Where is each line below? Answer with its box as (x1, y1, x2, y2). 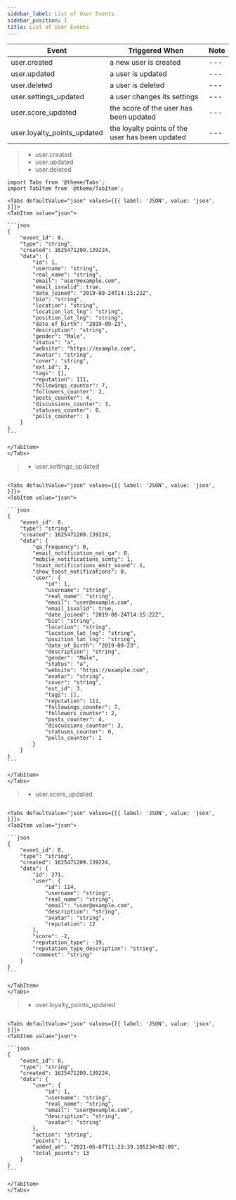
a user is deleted (110, 80, 165, 90)
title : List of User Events (7, 23, 90, 30)
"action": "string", (32, 1131, 93, 1139)
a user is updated (110, 69, 167, 79)
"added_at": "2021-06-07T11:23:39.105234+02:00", (32, 1144, 181, 1151)
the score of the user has (110, 103, 193, 113)
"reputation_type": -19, (32, 939, 105, 947)
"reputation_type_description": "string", (32, 945, 159, 952)
